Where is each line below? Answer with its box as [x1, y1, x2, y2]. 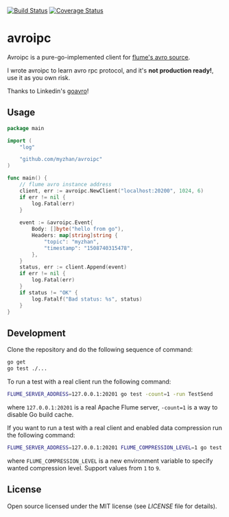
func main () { [7, 175, 48, 181]
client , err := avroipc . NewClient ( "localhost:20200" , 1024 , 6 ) [19, 187, 204, 194]
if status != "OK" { [19, 289, 78, 296]
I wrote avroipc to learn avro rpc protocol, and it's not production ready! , [7, 66, 214, 75]
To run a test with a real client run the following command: [7, 377, 171, 386]
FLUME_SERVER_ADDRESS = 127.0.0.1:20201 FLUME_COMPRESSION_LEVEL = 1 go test [7, 444, 223, 451]
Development [7, 327, 67, 339]
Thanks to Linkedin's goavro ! [7, 86, 89, 95]
